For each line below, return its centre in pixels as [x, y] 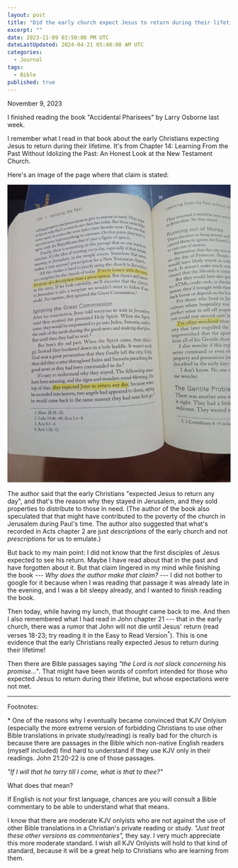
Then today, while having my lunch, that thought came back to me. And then [119, 611]
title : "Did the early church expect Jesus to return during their [109, 22]
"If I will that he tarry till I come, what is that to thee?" [85, 772]
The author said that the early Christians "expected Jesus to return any [111, 493]
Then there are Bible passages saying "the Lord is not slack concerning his [117, 664]
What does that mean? [40, 786]
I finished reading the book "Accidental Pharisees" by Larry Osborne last [113, 117]
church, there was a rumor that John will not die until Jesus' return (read [113, 626]
